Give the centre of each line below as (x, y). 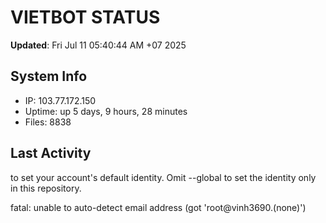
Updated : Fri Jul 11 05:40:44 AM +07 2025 (98, 45)
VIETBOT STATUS (85, 17)
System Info (49, 76)
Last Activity (51, 153)
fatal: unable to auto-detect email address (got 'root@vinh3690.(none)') (158, 207)
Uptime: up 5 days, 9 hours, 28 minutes (106, 111)
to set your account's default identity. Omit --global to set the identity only (163, 177)
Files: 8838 (48, 122)
